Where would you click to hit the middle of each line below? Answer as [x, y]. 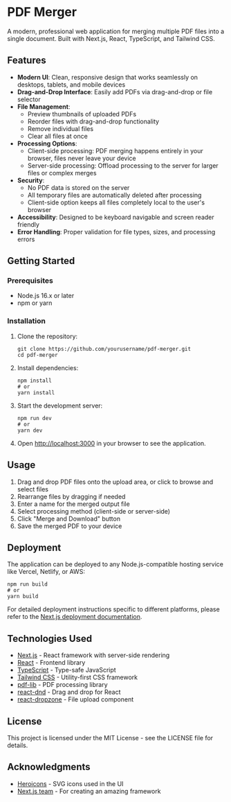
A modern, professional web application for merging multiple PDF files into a [116, 31]
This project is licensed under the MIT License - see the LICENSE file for [110, 738]
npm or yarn [35, 303]
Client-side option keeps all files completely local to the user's [116, 202]
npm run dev [34, 418]
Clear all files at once [57, 136]
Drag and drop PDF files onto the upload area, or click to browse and [115, 482]
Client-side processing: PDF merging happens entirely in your [115, 150]
